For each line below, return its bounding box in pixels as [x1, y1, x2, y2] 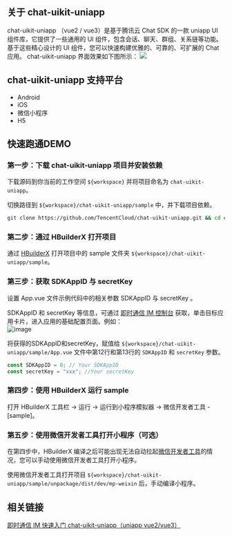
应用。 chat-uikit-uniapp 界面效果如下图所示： [7, 52, 139, 60]
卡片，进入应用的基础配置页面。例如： [12, 317, 122, 325]
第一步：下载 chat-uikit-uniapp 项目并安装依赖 [7, 160, 163, 170]
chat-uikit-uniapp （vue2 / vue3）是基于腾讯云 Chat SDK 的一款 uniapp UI [7, 26, 219, 35]
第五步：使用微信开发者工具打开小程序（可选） [7, 430, 163, 440]
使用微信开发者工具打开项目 [7, 470, 86, 479]
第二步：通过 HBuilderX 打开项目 [7, 232, 117, 242]
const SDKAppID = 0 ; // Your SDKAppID [7, 361, 119, 368]
